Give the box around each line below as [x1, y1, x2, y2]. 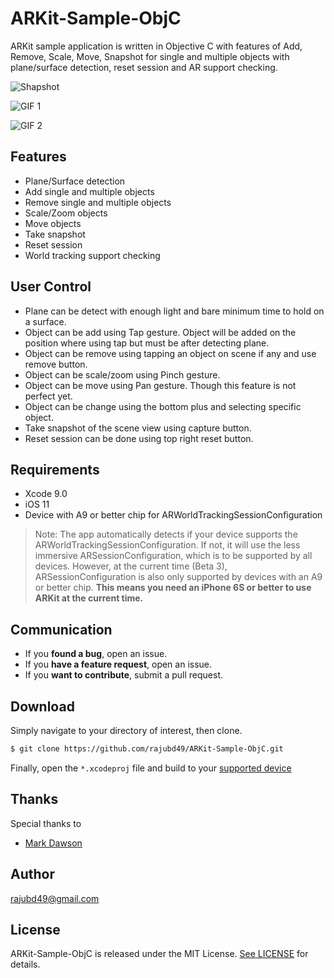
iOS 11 [24, 498, 50, 511]
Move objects [24, 217, 82, 229]
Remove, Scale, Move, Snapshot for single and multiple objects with [10, 50, 290, 62]
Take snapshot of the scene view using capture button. [24, 422, 252, 434]
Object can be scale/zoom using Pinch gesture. [24, 368, 221, 381]
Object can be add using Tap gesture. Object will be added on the [24, 326, 297, 338]
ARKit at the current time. [34, 592, 144, 604]
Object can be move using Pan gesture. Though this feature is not [24, 379, 297, 391]
